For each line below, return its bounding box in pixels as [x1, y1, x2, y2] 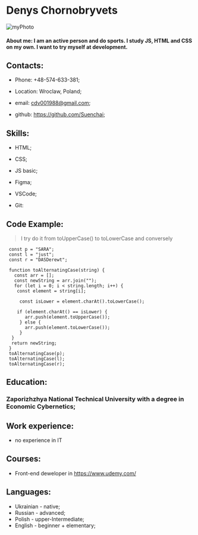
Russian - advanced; [14, 509, 66, 516]
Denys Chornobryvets [6, 4, 118, 17]
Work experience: [6, 421, 74, 431]
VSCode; [14, 190, 37, 197]
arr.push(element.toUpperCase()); [24, 314, 111, 320]
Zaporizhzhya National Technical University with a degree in [6, 395, 184, 403]
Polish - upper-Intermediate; [14, 515, 84, 522]
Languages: [6, 487, 52, 497]
